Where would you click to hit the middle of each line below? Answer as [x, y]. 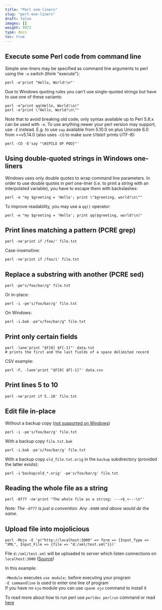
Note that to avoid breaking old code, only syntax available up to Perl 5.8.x [80, 119]
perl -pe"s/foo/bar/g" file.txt [38, 286]
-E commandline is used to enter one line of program [57, 583]
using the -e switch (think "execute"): [43, 73]
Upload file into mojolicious [47, 529]
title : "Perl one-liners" [31, 10]
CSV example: [19, 361]
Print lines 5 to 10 [32, 385]
